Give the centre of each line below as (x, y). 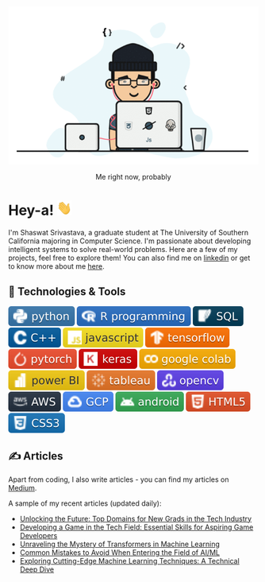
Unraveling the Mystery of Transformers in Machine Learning (120, 544)
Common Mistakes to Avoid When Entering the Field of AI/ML (120, 552)
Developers (38, 535)
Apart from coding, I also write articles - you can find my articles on (119, 479)
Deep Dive (36, 569)
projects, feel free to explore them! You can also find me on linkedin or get (129, 258)
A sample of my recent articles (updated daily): (85, 503)
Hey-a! (31, 210)
